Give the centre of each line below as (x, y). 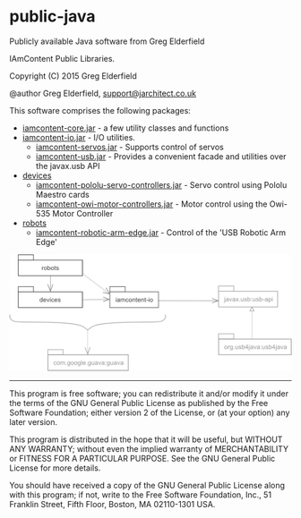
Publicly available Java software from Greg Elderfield (107, 41)
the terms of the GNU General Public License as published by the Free (139, 403)
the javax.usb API (68, 166)
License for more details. (55, 468)
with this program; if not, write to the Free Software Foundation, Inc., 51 (140, 495)
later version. (34, 422)
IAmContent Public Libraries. (62, 58)
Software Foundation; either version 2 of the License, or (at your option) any (150, 412)
